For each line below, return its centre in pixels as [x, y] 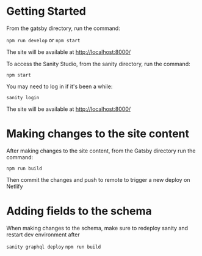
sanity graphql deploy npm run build [54, 247]
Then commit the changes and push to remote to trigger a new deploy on [98, 179]
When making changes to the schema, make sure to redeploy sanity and [97, 228]
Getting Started [46, 11]
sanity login [23, 97]
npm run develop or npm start [43, 40]
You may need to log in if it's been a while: [60, 86]
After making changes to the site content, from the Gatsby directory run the [101, 151]
